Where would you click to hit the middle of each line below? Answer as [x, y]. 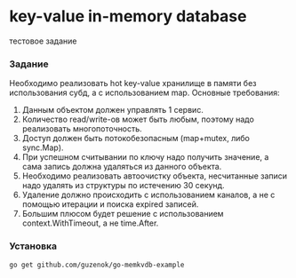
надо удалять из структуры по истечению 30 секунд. [123, 186]
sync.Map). [43, 147]
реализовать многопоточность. [82, 129]
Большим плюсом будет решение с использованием [123, 214]
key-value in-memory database [128, 16]
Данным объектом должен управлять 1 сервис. [113, 110]
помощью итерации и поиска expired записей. [110, 204]
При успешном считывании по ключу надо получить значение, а [145, 157]
